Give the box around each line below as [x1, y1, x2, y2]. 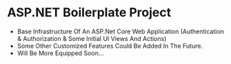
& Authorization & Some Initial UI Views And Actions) [17, 34, 167, 42]
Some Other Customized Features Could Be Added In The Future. [17, 42, 203, 50]
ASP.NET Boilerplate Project [7, 5, 172, 20]
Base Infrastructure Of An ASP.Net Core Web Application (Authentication [17, 27, 224, 35]
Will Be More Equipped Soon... [17, 49, 104, 57]
